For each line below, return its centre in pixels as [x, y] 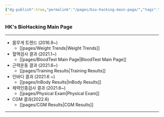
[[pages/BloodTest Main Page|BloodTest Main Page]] [73, 59]
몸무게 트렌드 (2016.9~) [35, 43]
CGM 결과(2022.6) [31, 99]
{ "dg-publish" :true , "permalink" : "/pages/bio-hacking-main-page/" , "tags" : [82, 10]
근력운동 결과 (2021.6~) [35, 65]
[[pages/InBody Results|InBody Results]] [60, 82]
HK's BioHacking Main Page [39, 26]
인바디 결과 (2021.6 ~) [33, 76]
